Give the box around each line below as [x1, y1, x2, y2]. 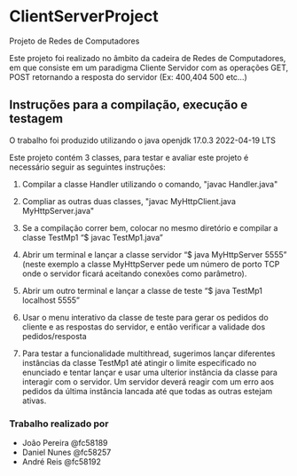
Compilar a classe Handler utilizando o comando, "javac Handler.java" [21, 178, 278, 189]
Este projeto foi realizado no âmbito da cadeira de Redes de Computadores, [9, 52, 286, 63]
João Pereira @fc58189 [21, 438, 108, 448]
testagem [9, 111, 64, 126]
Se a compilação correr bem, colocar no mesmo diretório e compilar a [21, 222, 278, 233]
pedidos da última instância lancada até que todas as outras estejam [21, 385, 273, 396]
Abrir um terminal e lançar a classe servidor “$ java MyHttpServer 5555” [21, 249, 287, 259]
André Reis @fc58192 [21, 456, 102, 467]
